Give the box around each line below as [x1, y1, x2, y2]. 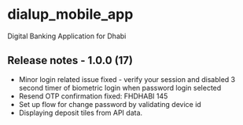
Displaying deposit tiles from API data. [18, 108, 143, 117]
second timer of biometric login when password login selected [18, 83, 222, 92]
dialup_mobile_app [7, 5, 134, 23]
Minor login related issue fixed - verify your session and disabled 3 [18, 74, 236, 84]
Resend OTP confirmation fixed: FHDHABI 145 [18, 91, 168, 101]
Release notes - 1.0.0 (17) [7, 54, 133, 67]
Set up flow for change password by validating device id [18, 99, 201, 109]
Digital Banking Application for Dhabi [7, 31, 127, 41]
